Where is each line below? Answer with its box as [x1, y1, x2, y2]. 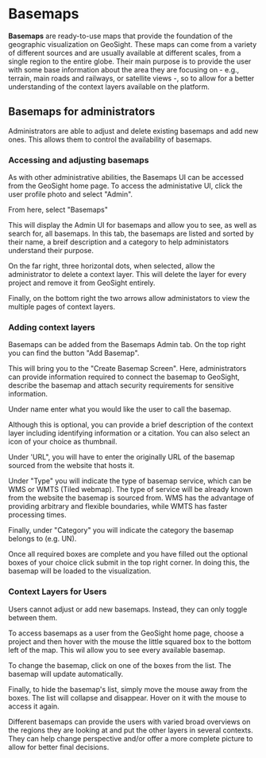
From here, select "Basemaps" [8, 205, 109, 215]
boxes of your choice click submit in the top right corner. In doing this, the [8, 558, 250, 568]
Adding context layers [8, 322, 95, 333]
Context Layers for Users [8, 586, 107, 597]
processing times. [8, 510, 67, 520]
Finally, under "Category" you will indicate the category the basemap [8, 526, 234, 535]
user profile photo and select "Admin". [8, 189, 133, 199]
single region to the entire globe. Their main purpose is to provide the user [8, 57, 252, 66]
